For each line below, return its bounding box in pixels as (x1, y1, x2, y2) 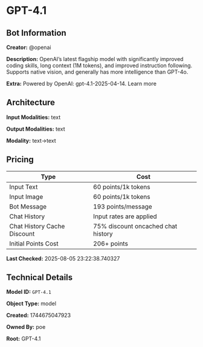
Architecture (6, 97, 56, 108)
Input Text (9, 183, 38, 191)
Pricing (6, 155, 34, 165)
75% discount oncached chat (93, 222, 178, 230)
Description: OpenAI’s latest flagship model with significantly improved (6, 56, 184, 62)
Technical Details (6, 273, 73, 283)
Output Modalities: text (6, 125, 65, 132)
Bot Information (6, 28, 66, 38)
